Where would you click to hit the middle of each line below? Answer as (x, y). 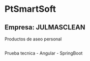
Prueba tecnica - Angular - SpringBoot (44, 53)
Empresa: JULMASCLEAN (45, 27)
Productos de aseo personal (33, 39)
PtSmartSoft (30, 9)
